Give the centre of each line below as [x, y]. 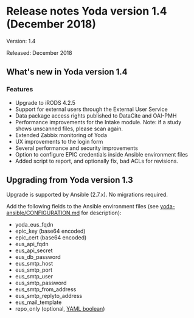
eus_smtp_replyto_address [49, 296]
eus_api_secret [34, 250]
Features [20, 90]
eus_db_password [38, 257]
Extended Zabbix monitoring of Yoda [61, 135]
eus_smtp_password [41, 283]
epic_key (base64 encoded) [50, 231]
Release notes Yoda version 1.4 [87, 11]
